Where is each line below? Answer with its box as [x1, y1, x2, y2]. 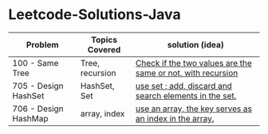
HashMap [12, 113, 49, 124]
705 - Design [12, 80, 64, 91]
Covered [87, 44, 121, 55]
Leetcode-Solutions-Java [8, 6, 181, 24]
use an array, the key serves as [135, 103, 253, 114]
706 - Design [12, 103, 64, 114]
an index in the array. [135, 113, 215, 124]
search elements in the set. [135, 90, 237, 101]
